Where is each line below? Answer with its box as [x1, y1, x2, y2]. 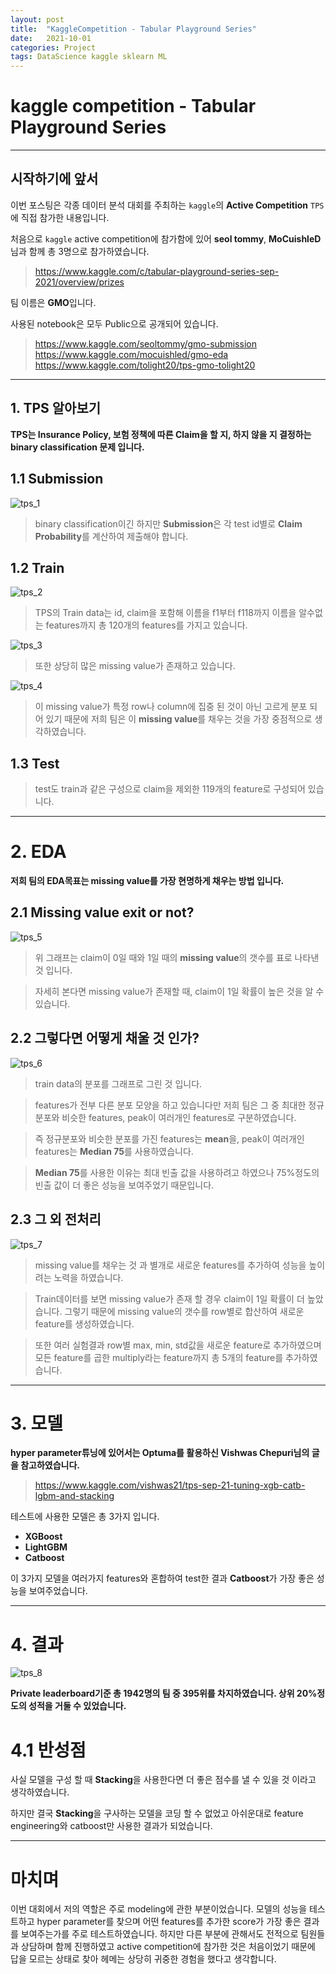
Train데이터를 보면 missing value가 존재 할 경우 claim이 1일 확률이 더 [34, 1292, 305, 1305]
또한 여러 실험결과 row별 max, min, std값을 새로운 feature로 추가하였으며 [34, 1339, 322, 1351]
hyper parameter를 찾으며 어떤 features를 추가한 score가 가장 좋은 [36, 1916, 302, 1928]
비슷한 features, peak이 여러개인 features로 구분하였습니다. [61, 1111, 297, 1123]
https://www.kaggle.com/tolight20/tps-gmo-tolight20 [34, 359, 256, 371]
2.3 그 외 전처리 [10, 1211, 102, 1228]
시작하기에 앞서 [10, 171, 99, 188]
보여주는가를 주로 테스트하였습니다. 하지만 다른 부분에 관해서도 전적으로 [20, 1928, 299, 1940]
